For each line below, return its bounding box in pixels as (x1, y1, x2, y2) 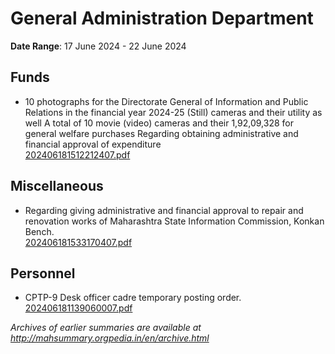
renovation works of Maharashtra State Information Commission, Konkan (24, 215, 325, 227)
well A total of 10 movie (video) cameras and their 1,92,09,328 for (24, 117, 294, 129)
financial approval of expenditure (24, 138, 162, 150)
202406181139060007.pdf (24, 302, 133, 314)
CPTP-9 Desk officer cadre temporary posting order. (24, 292, 242, 304)
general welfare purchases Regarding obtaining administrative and (24, 127, 299, 139)
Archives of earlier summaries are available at (10, 322, 202, 334)
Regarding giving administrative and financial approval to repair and (24, 204, 304, 216)
